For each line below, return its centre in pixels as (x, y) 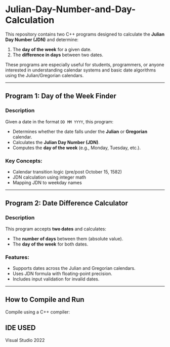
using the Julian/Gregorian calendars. (45, 75)
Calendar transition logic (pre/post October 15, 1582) (67, 171)
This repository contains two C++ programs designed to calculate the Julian (85, 34)
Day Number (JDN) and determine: (42, 40)
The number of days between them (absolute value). (68, 238)
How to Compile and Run (45, 300)
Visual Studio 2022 (25, 340)
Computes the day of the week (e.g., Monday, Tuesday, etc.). (76, 148)
